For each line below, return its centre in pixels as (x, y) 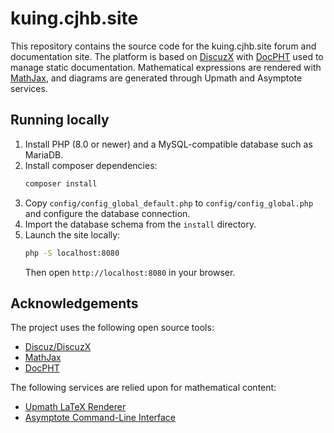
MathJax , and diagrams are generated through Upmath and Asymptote (156, 78)
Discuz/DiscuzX (58, 347)
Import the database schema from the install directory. (140, 224)
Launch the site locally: (72, 234)
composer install (61, 183)
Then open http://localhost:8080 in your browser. (130, 272)
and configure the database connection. (107, 213)
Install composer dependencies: (91, 165)
